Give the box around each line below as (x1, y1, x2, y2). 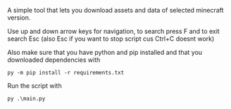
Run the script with (7, 82, 62, 90)
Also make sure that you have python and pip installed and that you (7, 49, 203, 56)
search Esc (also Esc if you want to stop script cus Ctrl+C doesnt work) (7, 34, 215, 43)
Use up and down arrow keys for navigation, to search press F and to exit (7, 27, 220, 35)
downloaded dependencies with (7, 56, 101, 64)
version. (7, 13, 31, 22)
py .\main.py (7, 95, 46, 102)
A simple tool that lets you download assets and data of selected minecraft (7, 6, 224, 14)
